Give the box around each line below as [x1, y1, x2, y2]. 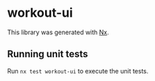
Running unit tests [7, 48, 88, 60]
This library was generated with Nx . [7, 28, 109, 36]
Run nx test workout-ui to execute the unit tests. [7, 66, 149, 75]
